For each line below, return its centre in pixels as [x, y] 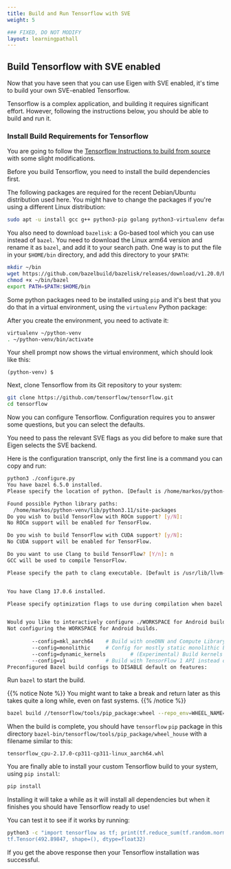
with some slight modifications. [51, 158]
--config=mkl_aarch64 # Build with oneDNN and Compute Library [129, 642]
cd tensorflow [27, 404]
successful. [23, 859]
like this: [19, 360]
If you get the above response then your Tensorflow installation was [103, 852]
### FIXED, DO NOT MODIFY [44, 32]
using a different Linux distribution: [56, 207]
